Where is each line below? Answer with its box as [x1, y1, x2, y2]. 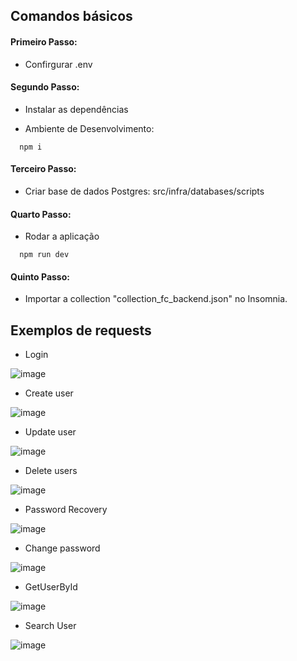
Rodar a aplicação [24, 230, 100, 243]
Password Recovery [24, 504, 108, 516]
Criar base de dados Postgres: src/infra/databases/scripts [24, 185, 265, 197]
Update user [24, 426, 77, 438]
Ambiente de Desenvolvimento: [24, 122, 155, 134]
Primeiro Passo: [10, 35, 78, 48]
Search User [24, 620, 77, 632]
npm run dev [19, 250, 70, 260]
